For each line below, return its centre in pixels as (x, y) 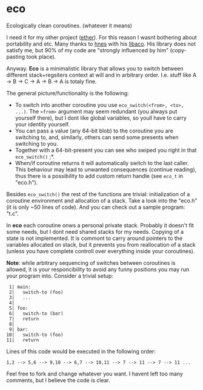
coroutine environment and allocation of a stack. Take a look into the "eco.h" (102, 200)
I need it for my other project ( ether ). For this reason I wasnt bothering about (101, 37)
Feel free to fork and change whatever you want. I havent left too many (95, 374)
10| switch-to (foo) (35, 335)
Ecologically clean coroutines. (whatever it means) (69, 26)
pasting (16, 56)
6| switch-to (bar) (36, 313)
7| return (24, 319)
